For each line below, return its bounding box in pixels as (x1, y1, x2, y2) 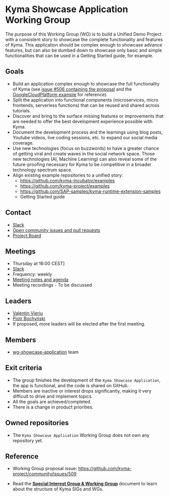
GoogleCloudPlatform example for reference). (12, 91, 108, 97)
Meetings (5, 247, 36, 256)
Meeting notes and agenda (12, 277, 69, 283)
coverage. (12, 140, 34, 146)
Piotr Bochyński (12, 315, 45, 322)
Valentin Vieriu (12, 310, 43, 316)
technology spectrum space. (12, 167, 73, 173)
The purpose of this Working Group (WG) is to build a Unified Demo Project (5, 31, 162, 37)
